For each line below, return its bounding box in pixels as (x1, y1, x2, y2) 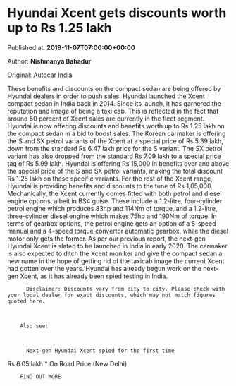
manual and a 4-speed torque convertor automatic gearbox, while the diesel (7, 227, 229, 235)
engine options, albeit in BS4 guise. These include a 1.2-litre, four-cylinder (7, 196, 223, 205)
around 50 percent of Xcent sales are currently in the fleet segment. (7, 114, 205, 123)
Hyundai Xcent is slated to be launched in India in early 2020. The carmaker (7, 241, 228, 250)
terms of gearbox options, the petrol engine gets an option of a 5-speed (7, 219, 216, 227)
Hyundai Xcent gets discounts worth (7, 5, 227, 21)
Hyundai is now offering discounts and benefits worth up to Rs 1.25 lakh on (7, 121, 225, 130)
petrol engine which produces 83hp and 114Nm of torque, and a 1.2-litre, (7, 204, 218, 212)
